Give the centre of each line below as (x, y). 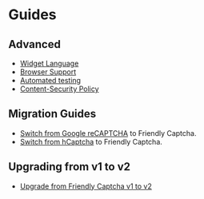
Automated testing (50, 80)
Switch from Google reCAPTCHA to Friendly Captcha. (108, 133)
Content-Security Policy (59, 89)
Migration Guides (52, 114)
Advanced (35, 44)
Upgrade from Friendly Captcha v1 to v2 (86, 186)
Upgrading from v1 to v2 (69, 167)
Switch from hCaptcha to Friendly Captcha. (91, 141)
